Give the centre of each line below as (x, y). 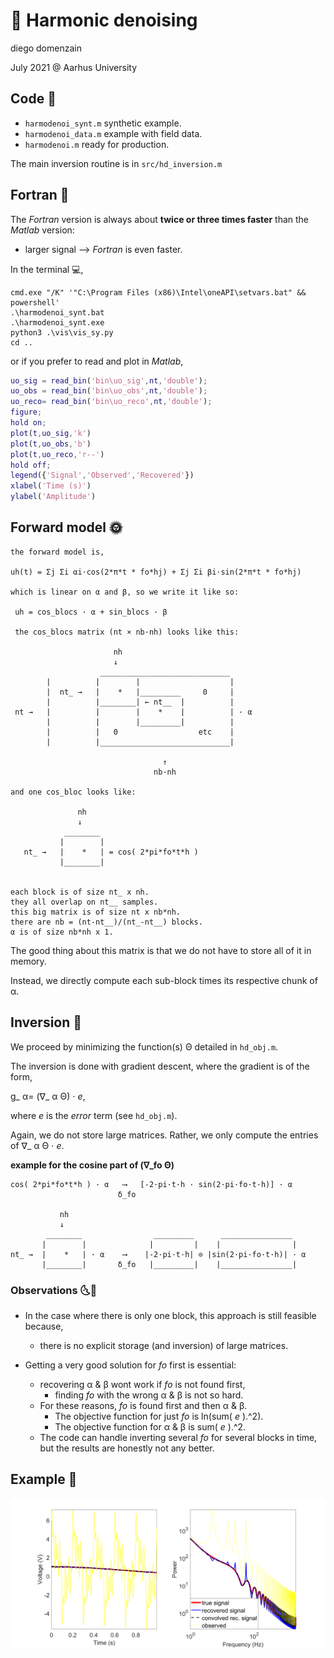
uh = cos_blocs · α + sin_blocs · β (91, 612)
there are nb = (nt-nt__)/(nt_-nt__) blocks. (106, 922)
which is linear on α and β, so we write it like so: (125, 592)
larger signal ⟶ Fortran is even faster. (103, 249)
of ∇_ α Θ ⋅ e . (37, 1145)
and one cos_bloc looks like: (73, 792)
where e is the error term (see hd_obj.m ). (94, 1115)
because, (44, 1326)
